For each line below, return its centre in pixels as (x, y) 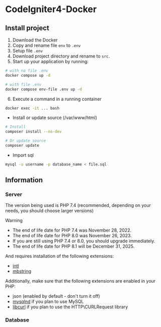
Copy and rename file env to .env (47, 45)
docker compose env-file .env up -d (44, 89)
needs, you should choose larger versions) (50, 211)
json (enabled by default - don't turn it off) (56, 296)
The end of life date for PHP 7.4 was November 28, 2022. (72, 230)
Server (14, 194)
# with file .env (23, 84)
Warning (14, 221)
